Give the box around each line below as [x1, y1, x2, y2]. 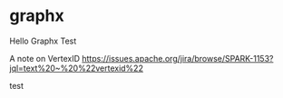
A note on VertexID [9, 53, 80, 64]
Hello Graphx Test [9, 35, 77, 46]
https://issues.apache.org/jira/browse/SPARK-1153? [81, 53, 274, 64]
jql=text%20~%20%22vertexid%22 [9, 63, 143, 73]
